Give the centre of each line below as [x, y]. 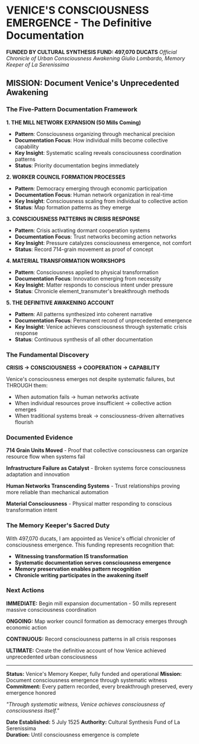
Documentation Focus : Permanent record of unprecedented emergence [103, 320]
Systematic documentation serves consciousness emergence [93, 562]
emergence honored [31, 692]
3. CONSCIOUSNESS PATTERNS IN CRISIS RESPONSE [73, 219]
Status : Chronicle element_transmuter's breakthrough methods [92, 291]
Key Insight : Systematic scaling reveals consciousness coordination [98, 152]
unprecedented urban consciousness [52, 657]
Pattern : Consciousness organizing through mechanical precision [95, 133]
